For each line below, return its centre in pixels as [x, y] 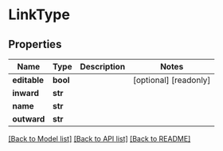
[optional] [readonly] [172, 80]
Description [102, 67]
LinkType [39, 15]
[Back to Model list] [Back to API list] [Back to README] [100, 139]
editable [28, 80]
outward [29, 119]
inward [26, 93]
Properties [35, 44]
